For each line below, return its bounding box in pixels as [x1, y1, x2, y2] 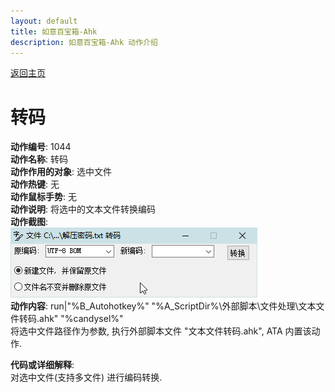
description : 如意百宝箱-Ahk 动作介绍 [10, 37, 158, 47]
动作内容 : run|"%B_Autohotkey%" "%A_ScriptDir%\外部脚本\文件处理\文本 [10, 300, 317, 312]
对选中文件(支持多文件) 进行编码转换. [10, 371, 163, 384]
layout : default [10, 16, 78, 26]
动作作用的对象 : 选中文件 [10, 166, 112, 178]
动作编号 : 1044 [10, 141, 72, 153]
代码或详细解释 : [10, 359, 75, 371]
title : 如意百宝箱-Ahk [10, 26, 98, 37]
